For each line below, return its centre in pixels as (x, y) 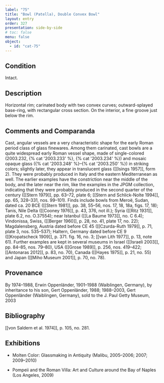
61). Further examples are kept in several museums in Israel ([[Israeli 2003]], (82, 242)
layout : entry (20, 19)
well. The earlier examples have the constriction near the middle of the (77, 179)
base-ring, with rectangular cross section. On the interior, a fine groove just (81, 110)
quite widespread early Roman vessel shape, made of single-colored (75, 153)
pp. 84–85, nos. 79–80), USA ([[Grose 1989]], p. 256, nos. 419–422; (73, 247)
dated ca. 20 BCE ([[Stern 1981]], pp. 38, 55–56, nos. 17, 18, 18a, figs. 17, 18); (82, 205)
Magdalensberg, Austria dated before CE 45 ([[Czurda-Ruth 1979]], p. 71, (79, 226)
